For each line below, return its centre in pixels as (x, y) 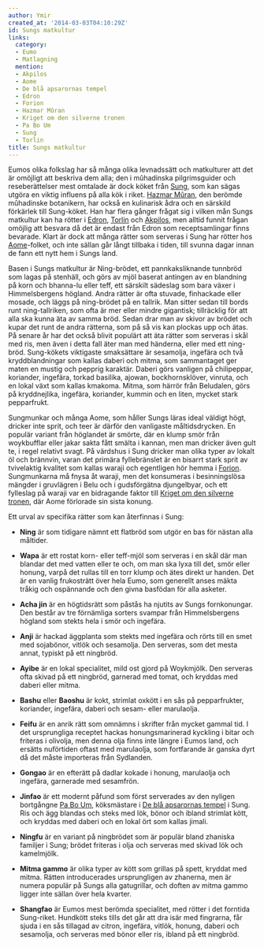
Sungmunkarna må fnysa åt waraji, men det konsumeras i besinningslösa (127, 477)
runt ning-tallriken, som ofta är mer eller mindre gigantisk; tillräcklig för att (128, 310)
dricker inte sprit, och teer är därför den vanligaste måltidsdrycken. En (122, 426)
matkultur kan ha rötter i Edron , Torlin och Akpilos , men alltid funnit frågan (128, 220)
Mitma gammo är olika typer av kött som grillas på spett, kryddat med (133, 869)
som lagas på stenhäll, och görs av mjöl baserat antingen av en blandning (127, 277)
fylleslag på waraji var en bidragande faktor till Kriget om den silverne (121, 493)
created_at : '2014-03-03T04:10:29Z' (68, 23)
